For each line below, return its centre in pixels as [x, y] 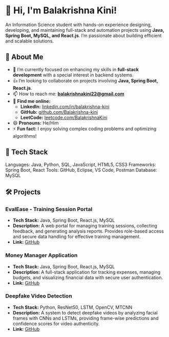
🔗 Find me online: [31, 101]
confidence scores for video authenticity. [56, 323]
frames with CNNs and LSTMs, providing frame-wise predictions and [86, 318]
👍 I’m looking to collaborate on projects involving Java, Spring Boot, [85, 80]
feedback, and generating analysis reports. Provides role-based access [88, 231]
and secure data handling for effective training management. [77, 237]
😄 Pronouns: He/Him [36, 123]
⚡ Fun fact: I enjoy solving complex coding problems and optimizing [84, 129]
